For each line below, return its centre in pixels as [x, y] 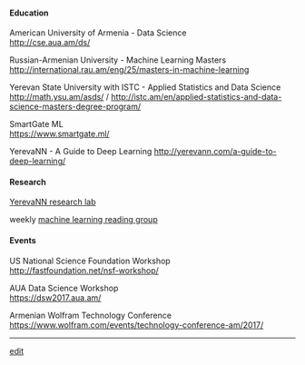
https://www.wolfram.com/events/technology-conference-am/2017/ [137, 325]
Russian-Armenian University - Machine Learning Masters [118, 60]
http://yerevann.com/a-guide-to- [215, 152]
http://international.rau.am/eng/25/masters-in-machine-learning [129, 70]
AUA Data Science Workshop [64, 288]
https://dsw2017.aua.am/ [55, 297]
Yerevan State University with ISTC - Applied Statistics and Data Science [145, 87]
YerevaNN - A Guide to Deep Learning [81, 152]
